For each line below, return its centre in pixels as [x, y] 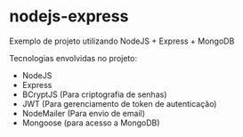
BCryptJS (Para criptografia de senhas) [94, 94]
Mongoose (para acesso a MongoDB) [91, 123]
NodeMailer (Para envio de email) [83, 113]
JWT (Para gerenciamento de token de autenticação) [119, 103]
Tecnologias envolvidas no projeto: [73, 58]
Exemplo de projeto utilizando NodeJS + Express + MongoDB [122, 41]
